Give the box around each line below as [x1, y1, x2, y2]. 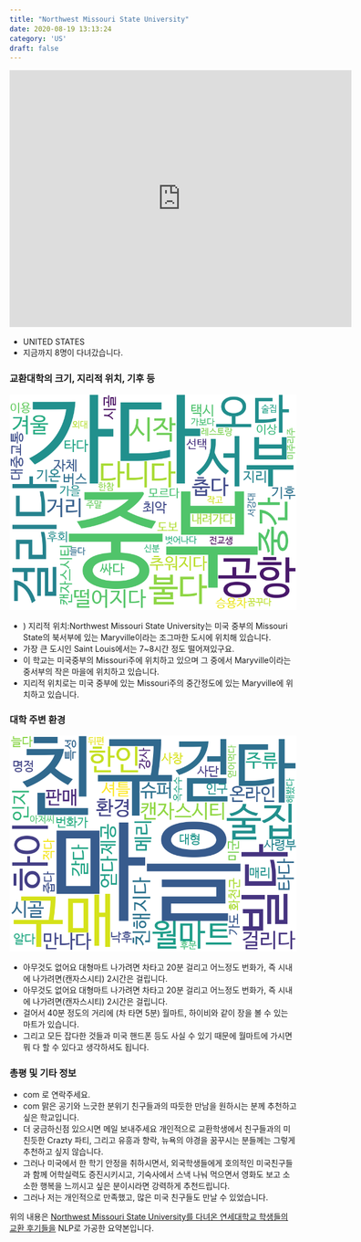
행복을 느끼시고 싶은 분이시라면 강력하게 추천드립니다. [39, 1181, 231, 1192]
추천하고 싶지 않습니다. [22, 1146, 104, 1157]
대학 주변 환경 [9, 713, 67, 726]
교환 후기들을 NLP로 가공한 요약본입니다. [9, 1223, 155, 1234]
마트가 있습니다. [22, 1018, 79, 1029]
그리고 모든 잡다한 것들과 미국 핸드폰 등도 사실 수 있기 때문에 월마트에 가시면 [22, 1030, 294, 1041]
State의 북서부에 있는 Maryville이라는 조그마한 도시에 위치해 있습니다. [22, 631, 272, 643]
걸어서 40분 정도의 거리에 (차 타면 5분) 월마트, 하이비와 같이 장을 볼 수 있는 [22, 1007, 289, 1018]
